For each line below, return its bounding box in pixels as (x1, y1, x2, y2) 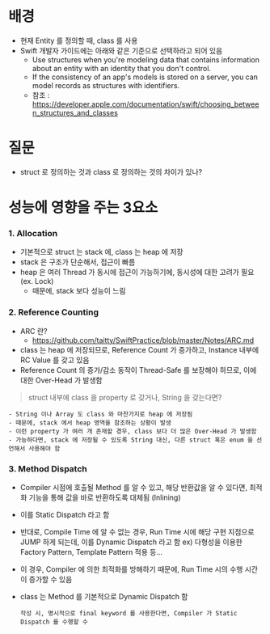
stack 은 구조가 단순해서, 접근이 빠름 (19, 257, 136, 267)
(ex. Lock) (19, 277, 54, 286)
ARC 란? (19, 326, 48, 336)
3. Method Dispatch (8, 463, 87, 474)
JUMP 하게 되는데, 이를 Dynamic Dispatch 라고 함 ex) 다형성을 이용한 (19, 537, 243, 547)
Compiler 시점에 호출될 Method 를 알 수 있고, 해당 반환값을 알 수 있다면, (19, 482, 248, 492)
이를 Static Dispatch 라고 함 (19, 509, 110, 519)
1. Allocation (8, 227, 58, 239)
